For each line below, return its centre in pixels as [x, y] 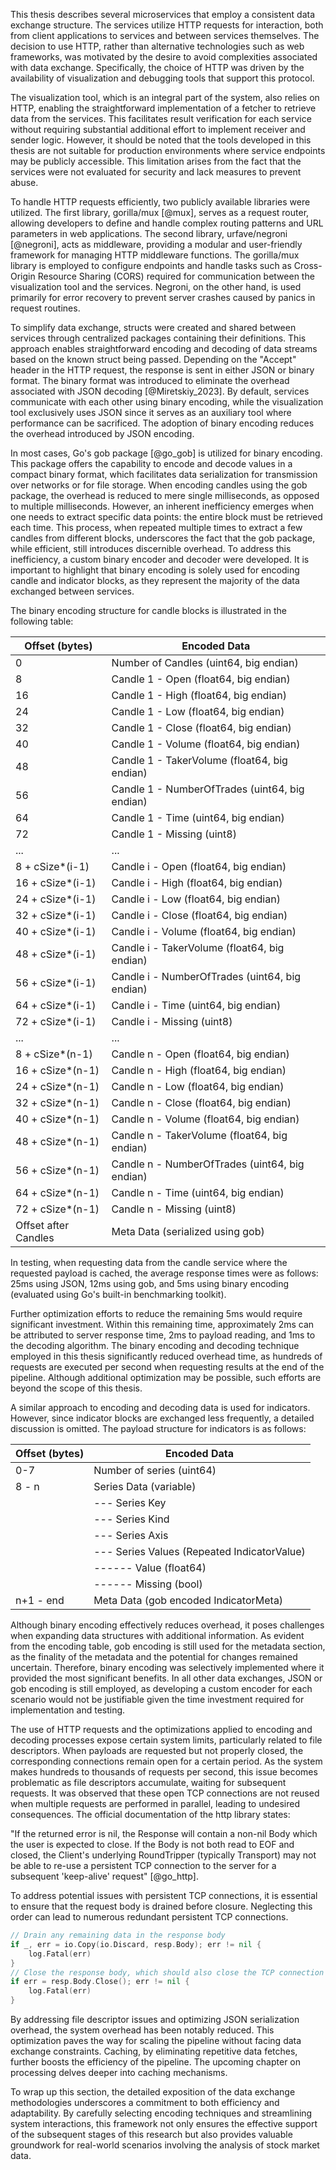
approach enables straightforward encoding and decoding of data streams [164, 348]
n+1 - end [40, 1600]
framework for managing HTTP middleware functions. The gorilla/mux [155, 255]
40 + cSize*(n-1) [57, 1119]
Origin [23, 276]
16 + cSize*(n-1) [57, 1070]
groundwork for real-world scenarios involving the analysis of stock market [165, 2145]
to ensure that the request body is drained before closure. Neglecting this [161, 1906]
